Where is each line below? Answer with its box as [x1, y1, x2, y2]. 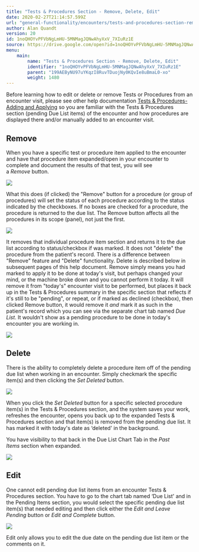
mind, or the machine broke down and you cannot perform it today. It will [6, 276, 184, 283]
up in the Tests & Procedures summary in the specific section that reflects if [6, 288, 191, 296]
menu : [6, 47, 20, 53]
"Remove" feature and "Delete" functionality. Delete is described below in [6, 257, 186, 264]
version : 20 [6, 31, 36, 37]
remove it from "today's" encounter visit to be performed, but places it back [6, 282, 191, 289]
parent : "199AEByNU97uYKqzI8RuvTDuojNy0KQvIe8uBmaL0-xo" [27, 69, 171, 75]
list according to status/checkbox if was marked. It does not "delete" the [6, 244, 183, 252]
